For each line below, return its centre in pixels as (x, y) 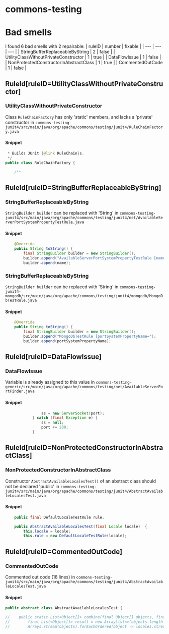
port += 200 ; (55, 428)
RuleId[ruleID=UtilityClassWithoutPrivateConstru (84, 84)
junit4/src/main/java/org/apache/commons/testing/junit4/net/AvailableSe (84, 218)
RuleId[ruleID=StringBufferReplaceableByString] (83, 188)
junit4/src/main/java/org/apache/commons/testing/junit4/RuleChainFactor (84, 127)
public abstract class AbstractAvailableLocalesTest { (64, 608)
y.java (12, 131)
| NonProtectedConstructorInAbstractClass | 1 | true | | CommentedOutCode (84, 63)
